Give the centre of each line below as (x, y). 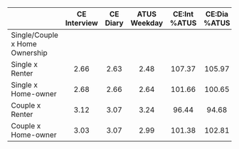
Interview (81, 23)
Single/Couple (35, 35)
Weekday (147, 23)
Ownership (29, 53)
